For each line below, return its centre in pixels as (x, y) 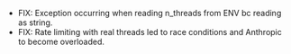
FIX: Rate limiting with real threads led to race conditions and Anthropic (150, 32)
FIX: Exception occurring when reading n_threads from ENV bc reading (150, 13)
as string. (35, 22)
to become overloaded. (61, 41)
